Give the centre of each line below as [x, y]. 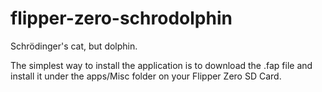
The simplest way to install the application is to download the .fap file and [161, 65]
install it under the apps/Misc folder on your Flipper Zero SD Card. [146, 76]
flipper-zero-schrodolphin [121, 18]
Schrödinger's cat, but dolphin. [74, 46]
